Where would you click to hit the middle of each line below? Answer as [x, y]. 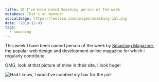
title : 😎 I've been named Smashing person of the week [62, 9]
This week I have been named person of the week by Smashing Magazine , [79, 46]
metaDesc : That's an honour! [35, 14]
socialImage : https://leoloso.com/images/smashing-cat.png [66, 18]
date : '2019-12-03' [25, 23]
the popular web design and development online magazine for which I [75, 51]
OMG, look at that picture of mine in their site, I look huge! [63, 65]
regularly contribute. [26, 56]
